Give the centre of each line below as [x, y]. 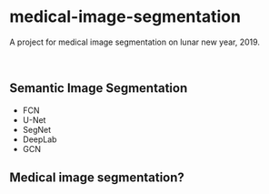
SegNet [37, 129]
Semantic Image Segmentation [99, 88]
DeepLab [40, 139]
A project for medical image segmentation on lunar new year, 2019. [135, 42]
